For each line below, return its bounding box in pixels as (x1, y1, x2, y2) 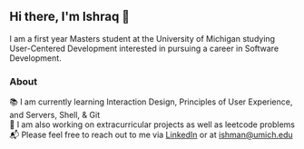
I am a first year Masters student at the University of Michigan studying (9, 33, 275, 44)
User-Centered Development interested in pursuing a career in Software (9, 43, 279, 54)
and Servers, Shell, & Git (9, 110, 101, 121)
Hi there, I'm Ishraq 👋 (9, 9, 130, 25)
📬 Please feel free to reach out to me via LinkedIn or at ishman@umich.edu (9, 129, 293, 141)
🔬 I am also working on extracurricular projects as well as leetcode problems (9, 119, 295, 130)
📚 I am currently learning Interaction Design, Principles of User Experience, (9, 96, 293, 107)
